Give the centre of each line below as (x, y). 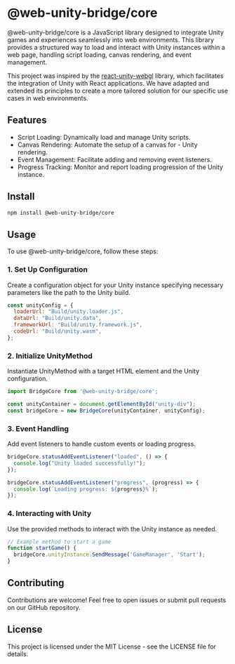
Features (27, 120)
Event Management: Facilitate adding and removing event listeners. (115, 159)
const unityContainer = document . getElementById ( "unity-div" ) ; (102, 404)
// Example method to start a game (59, 542)
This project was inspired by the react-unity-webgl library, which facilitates (115, 76)
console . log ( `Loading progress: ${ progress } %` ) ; (86, 489)
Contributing (36, 583)
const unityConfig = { (40, 305)
